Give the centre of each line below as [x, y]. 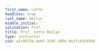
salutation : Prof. [24, 28]
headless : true [21, 14]
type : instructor [23, 37]
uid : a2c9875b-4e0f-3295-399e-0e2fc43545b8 [50, 41]
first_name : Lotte [24, 9]
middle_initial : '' [25, 23]
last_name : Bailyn [24, 18]
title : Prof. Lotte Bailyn [33, 32]
